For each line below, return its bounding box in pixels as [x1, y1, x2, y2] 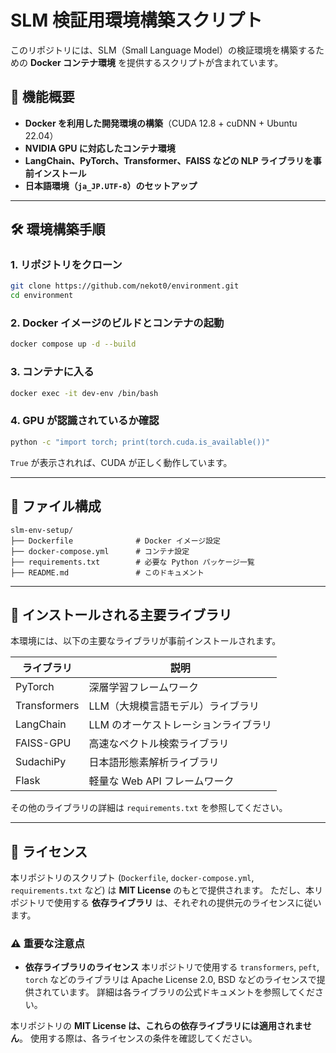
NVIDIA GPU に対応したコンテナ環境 [24, 142, 176, 154]
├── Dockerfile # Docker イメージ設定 [10, 536, 221, 546]
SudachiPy [15, 755, 67, 769]
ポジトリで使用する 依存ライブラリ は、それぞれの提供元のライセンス [10, 897, 296, 909]
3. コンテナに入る [10, 365, 95, 379]
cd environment [10, 291, 74, 301]
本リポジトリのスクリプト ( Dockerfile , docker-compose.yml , [10, 872, 255, 884]
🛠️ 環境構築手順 [10, 221, 106, 238]
